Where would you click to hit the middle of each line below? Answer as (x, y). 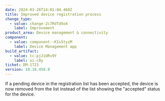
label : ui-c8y (29, 60)
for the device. (20, 94)
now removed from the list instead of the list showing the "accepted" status (83, 89)
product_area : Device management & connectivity (57, 33)
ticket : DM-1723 (22, 65)
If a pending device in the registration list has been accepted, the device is (82, 84)
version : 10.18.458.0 (28, 70)
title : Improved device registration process (53, 14)
